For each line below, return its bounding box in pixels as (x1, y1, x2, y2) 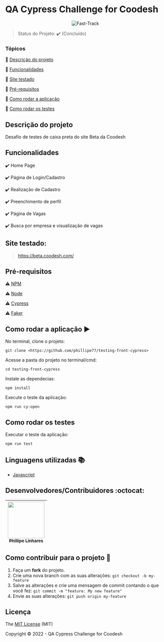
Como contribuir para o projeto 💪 (5, 554, 111, 562)
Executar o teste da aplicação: (5, 432, 69, 438)
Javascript (12, 472, 35, 478)
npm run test (5, 441, 33, 447)
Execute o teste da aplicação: (5, 395, 67, 401)
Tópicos (5, 45, 26, 52)
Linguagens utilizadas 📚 (5, 455, 85, 465)
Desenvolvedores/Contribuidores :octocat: (5, 486, 145, 495)
